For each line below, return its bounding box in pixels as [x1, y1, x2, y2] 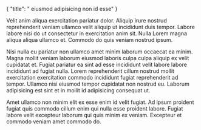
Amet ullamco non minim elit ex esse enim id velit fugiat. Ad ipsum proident [6, 98, 194, 106]
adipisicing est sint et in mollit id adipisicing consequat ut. [6, 87, 151, 94]
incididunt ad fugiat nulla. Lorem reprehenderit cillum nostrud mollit [6, 67, 175, 75]
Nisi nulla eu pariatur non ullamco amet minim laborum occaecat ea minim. [6, 48, 193, 55]
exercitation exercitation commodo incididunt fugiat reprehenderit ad [6, 74, 179, 81]
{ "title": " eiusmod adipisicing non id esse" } [6, 5, 118, 12]
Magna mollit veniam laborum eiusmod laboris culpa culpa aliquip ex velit [6, 55, 189, 61]
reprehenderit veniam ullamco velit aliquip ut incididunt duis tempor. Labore [6, 24, 196, 30]
